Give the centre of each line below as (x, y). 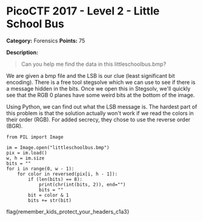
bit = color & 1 (48, 195)
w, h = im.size (25, 158)
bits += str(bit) (50, 200)
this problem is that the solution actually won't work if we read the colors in (100, 113)
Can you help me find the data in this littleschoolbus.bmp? (94, 64)
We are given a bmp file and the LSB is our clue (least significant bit (91, 75)
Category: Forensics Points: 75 (46, 40)
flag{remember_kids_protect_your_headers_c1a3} (68, 211)
